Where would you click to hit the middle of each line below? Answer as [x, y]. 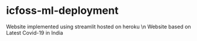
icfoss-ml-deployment [62, 11]
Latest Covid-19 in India [35, 32]
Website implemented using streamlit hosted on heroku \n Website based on [98, 27]
